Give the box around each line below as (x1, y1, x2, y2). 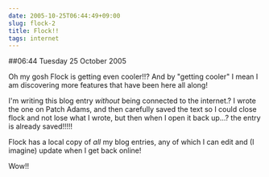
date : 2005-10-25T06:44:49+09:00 (8, 11, 121, 20)
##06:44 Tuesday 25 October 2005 (8, 56, 126, 66)
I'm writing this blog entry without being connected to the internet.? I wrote (8, 96, 256, 105)
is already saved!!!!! (8, 121, 73, 131)
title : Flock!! (8, 27, 60, 35)
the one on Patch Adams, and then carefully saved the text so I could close (8, 105, 258, 114)
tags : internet (8, 34, 60, 43)
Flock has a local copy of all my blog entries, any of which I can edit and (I (8, 138, 255, 147)
